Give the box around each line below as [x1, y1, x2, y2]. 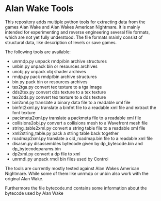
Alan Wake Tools [5, 3, 74, 14]
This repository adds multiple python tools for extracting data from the [5, 19, 145, 25]
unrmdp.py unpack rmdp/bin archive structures [12, 58, 107, 64]
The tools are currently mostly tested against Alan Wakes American [5, 165, 140, 171]
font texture [12, 109, 36, 115]
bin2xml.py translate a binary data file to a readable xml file [12, 99, 130, 105]
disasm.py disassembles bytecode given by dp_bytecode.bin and [12, 140, 143, 146]
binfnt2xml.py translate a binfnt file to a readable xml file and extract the [12, 105, 157, 110]
